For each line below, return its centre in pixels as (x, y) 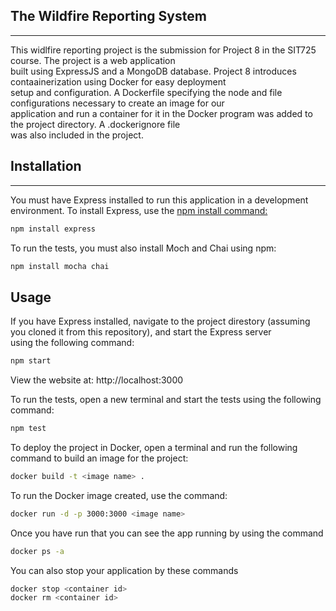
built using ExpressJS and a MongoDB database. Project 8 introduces (153, 71)
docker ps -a (37, 551)
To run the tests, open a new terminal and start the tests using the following (166, 400)
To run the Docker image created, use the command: (119, 495)
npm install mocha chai (60, 266)
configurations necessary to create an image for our (117, 103)
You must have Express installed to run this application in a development (159, 200)
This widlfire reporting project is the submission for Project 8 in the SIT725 (163, 50)
